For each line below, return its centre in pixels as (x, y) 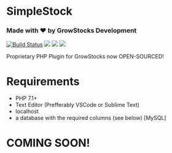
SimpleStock (39, 11)
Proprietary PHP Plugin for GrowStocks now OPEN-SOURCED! (85, 57)
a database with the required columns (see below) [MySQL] (91, 118)
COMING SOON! (48, 143)
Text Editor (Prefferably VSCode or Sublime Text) (77, 105)
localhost (27, 111)
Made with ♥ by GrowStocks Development (72, 31)
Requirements (43, 81)
